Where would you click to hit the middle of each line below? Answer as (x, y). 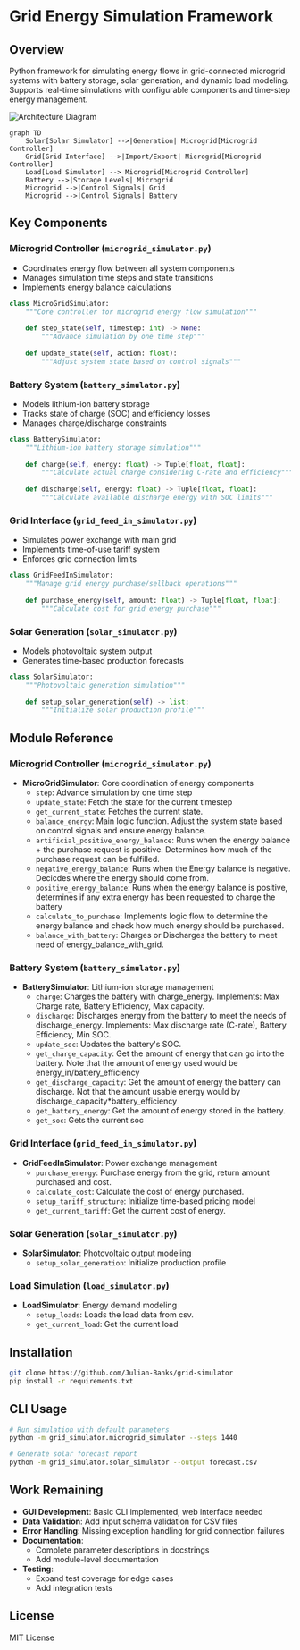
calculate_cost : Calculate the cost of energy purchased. (140, 1191)
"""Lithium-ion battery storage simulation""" (113, 448)
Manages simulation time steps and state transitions (118, 277)
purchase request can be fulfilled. (98, 859)
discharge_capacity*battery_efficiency (106, 1101)
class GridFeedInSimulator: (62, 575)
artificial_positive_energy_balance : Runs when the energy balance (163, 840)
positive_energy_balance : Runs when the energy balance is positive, (162, 888)
